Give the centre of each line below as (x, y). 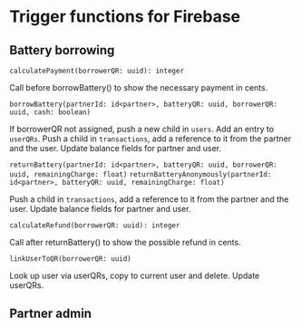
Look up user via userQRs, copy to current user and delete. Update (135, 275)
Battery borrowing (62, 50)
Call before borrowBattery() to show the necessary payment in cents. (139, 87)
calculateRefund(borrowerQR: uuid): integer (95, 226)
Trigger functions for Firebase (125, 17)
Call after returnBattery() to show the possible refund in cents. (126, 242)
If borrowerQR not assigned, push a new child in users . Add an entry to (142, 129)
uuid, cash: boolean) (50, 112)
